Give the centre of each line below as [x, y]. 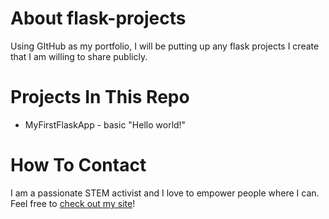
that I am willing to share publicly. [79, 56]
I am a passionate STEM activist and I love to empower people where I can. [165, 193]
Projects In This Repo [100, 97]
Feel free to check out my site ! [73, 203]
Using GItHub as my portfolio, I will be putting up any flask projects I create [165, 46]
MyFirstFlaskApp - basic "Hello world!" [105, 124]
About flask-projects [98, 18]
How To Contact [78, 165]
